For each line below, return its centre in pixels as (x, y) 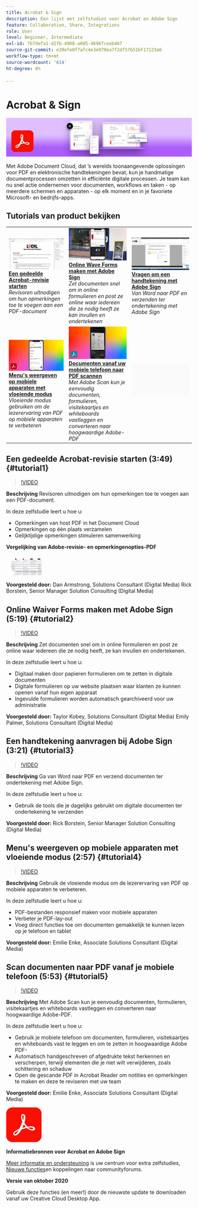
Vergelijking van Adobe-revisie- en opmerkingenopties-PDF (81, 547)
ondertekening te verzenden (49, 811)
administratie (30, 705)
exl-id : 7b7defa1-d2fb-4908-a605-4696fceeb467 (64, 44)
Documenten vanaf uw (97, 363)
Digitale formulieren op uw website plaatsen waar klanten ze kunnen (98, 686)
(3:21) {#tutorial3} (40, 751)
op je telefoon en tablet (43, 931)
